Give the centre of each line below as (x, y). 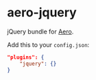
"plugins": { (26, 57)
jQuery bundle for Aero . (40, 31)
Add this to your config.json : (48, 44)
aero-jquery (42, 13)
